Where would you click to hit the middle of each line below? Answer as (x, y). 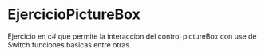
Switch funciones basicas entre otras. (70, 44)
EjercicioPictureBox (74, 15)
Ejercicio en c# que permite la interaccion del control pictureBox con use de (132, 36)
